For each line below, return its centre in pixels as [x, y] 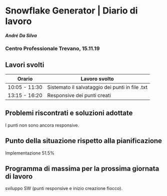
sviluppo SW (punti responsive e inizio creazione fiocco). [64, 188]
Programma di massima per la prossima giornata [82, 168]
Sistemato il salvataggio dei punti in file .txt [97, 87]
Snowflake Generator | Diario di [71, 11]
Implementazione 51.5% [30, 153]
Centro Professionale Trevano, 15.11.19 [52, 48]
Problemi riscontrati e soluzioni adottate [69, 113]
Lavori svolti [25, 65]
